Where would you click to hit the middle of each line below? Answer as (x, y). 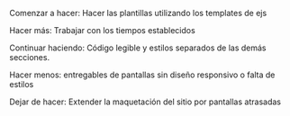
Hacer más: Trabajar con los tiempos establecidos (102, 30)
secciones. (30, 57)
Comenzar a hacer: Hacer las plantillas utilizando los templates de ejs (138, 13)
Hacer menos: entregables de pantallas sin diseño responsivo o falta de (142, 75)
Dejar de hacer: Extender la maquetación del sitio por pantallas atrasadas (145, 102)
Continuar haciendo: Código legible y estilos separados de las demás (138, 48)
